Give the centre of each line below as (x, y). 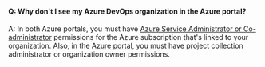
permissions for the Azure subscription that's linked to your (151, 37)
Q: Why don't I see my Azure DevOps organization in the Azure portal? (127, 11)
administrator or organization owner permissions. (89, 54)
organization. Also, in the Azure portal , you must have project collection (126, 46)
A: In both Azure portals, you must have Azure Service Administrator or (125, 29)
